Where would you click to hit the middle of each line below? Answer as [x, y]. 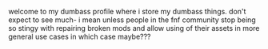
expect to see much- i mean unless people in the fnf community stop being [132, 20]
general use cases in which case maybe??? [80, 36]
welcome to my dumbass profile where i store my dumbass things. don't [127, 11]
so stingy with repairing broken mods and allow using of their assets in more [134, 28]
